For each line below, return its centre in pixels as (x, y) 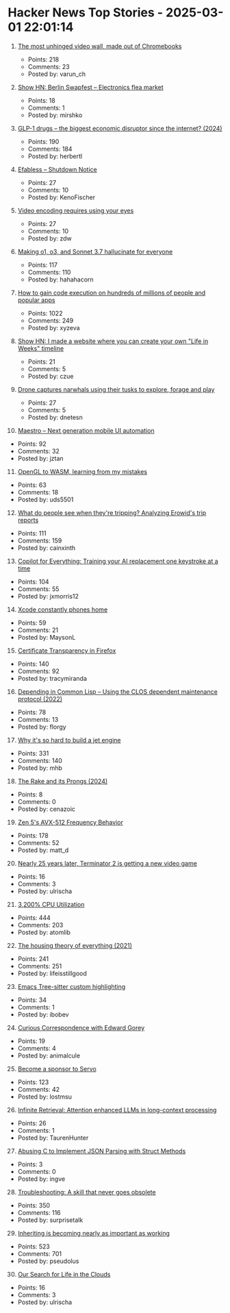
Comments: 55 (38, 589)
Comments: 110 (49, 272)
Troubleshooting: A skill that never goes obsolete (87, 1192)
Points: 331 (33, 753)
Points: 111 (32, 533)
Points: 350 (34, 1205)
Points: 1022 (45, 313)
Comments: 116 (39, 1212)
